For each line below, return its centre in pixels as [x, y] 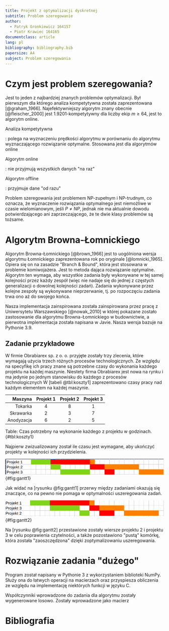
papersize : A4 [20, 53]
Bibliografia [30, 621]
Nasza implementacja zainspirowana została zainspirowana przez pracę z [82, 306]
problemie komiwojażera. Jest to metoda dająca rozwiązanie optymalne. [80, 270]
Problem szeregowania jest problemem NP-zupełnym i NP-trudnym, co [79, 198]
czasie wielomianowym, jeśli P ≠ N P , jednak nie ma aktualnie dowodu [77, 209]
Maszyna [22, 399]
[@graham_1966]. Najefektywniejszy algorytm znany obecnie [69, 109]
